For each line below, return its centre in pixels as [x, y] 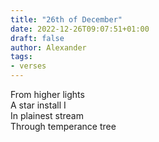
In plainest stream [47, 115]
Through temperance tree [63, 126]
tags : [21, 57]
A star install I [38, 105]
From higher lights [47, 94]
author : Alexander [48, 47]
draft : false [37, 38]
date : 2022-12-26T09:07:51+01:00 [80, 29]
